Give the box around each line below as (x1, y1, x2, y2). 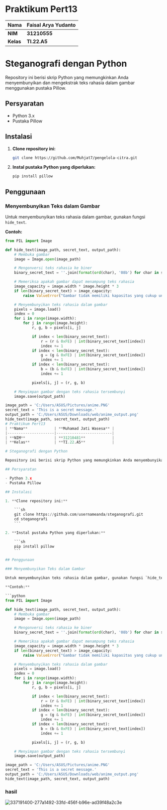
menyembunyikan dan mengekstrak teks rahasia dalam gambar (5, 80, 135, 86)
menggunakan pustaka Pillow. (5, 85, 66, 91)
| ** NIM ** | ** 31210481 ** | (5, 435, 114, 440)
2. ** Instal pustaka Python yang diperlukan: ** (5, 530, 106, 535)
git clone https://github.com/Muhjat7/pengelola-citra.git (12, 155, 138, 160)
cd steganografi (14, 517, 48, 522)
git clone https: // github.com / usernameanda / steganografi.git (14, 512, 143, 517)
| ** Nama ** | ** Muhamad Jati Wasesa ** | (5, 426, 114, 431)
